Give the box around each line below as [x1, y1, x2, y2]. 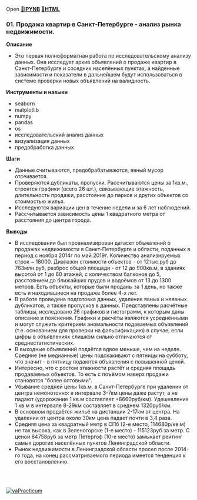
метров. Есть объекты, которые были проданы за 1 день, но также [14, 283, 182, 291]
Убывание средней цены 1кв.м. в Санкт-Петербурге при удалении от [14, 383, 189, 391]
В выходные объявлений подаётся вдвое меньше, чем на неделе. [14, 346, 181, 353]
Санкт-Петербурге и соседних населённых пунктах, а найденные [14, 65, 181, 72]
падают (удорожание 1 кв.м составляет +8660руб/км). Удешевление [14, 396, 189, 403]
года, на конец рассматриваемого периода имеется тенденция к [21, 452, 186, 459]
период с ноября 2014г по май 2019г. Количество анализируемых [14, 252, 181, 259]
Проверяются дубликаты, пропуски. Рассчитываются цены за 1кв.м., [14, 179, 189, 186]
